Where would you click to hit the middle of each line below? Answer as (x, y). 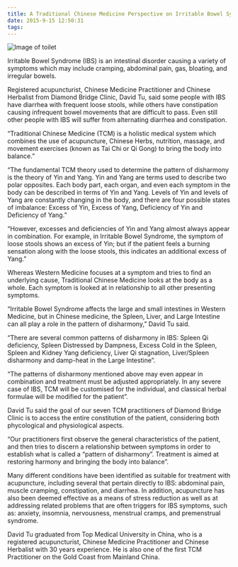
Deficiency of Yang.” (37, 215)
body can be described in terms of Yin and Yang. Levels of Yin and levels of (118, 193)
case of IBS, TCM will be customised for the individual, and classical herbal (117, 389)
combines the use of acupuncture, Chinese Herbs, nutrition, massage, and (116, 141)
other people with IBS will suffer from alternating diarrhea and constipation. (117, 120)
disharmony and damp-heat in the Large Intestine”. (81, 360)
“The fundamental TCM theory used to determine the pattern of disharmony (118, 170)
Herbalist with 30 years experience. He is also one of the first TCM (104, 549)
